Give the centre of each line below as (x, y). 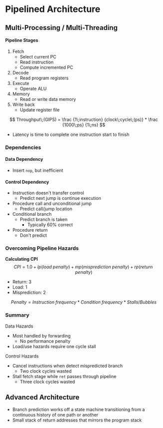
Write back (23, 104)
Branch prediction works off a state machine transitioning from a (79, 409)
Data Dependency (24, 159)
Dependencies (23, 147)
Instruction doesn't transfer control (48, 193)
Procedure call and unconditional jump (52, 204)
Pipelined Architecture (53, 9)
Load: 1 (20, 287)
